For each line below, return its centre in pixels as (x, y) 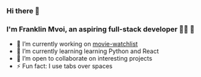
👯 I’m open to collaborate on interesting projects (84, 59)
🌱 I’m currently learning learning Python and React (87, 51)
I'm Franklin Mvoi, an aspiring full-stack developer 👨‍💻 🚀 (100, 29)
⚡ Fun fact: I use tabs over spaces (64, 66)
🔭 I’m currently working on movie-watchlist (77, 44)
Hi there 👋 (23, 11)
